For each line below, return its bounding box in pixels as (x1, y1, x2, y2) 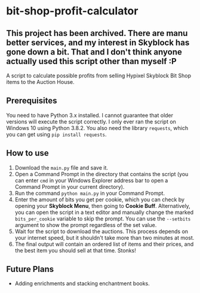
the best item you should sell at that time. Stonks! (14, 247, 136, 254)
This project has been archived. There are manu (6, 28, 188, 38)
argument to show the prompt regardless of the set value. (14, 221, 157, 228)
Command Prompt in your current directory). (14, 183, 125, 190)
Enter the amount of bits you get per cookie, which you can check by (14, 196, 185, 203)
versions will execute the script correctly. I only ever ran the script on (6, 118, 176, 125)
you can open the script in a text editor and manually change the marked (14, 209, 194, 216)
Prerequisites (6, 96, 57, 106)
